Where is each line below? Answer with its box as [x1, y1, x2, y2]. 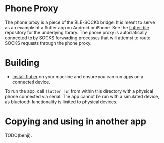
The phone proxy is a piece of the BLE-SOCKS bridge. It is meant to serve [5, 19, 155, 25]
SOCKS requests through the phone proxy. [5, 40, 92, 46]
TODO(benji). [5, 132, 32, 138]
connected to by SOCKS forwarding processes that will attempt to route [5, 35, 151, 41]
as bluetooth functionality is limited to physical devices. [5, 99, 118, 105]
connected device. [12, 79, 50, 85]
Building [5, 57, 40, 69]
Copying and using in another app [5, 116, 147, 127]
